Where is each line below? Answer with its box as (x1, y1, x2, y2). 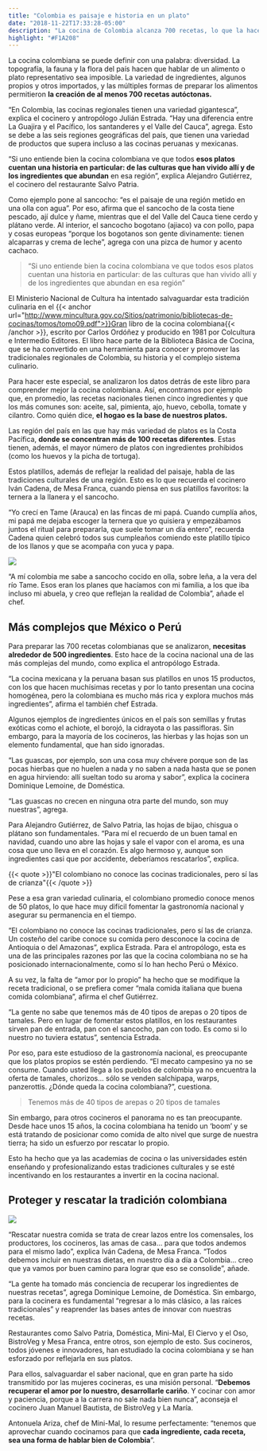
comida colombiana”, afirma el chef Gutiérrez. (8, 992, 159, 1002)
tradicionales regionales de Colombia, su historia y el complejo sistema (8, 353, 241, 362)
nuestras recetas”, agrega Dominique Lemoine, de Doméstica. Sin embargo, (8, 1287, 257, 1297)
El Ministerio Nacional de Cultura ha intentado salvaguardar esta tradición (8, 294, 250, 303)
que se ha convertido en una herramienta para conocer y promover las (8, 344, 240, 354)
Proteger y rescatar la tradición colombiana (8, 1194, 228, 1207)
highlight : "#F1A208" (8, 33, 80, 42)
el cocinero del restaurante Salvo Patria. (8, 180, 139, 190)
